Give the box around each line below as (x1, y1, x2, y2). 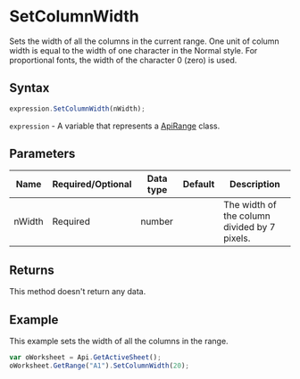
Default (182, 178, 215, 191)
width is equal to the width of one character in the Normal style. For (9, 45, 258, 55)
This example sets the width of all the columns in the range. (9, 336, 229, 347)
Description (229, 178, 281, 191)
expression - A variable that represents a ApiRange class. (9, 120, 221, 131)
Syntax (9, 80, 50, 95)
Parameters (9, 146, 76, 161)
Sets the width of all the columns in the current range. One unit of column (9, 36, 279, 46)
